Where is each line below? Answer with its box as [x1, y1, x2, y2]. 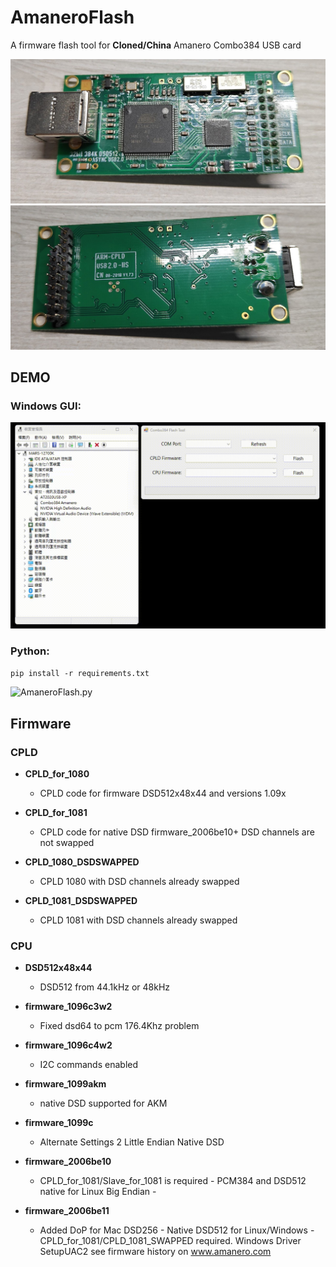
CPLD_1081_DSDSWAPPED [24, 895, 138, 907]
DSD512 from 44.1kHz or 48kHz [39, 981, 171, 993]
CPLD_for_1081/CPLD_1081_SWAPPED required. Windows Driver [39, 1235, 302, 1247]
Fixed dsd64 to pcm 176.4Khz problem [39, 1020, 200, 1032]
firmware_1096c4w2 [24, 1039, 113, 1051]
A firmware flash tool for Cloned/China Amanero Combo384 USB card [10, 39, 302, 51]
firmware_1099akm [24, 1078, 107, 1090]
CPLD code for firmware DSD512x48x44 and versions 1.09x [39, 787, 287, 800]
